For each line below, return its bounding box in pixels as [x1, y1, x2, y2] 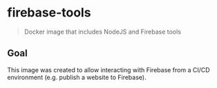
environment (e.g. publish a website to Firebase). [7, 73, 147, 81]
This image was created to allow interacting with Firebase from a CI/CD [7, 65, 210, 74]
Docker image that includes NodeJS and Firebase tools [23, 27, 182, 36]
